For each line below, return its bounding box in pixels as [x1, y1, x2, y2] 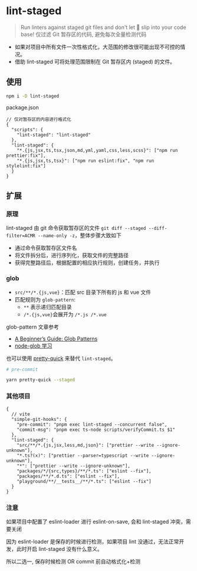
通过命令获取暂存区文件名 [14, 244, 77, 252]
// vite [11, 411, 31, 417]
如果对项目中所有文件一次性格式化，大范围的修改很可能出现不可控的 [14, 43, 180, 50]
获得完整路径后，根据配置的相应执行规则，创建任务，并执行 [14, 259, 160, 267]
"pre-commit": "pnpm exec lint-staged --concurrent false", [17, 421, 168, 427]
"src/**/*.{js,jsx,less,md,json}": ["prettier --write [17, 442, 155, 448]
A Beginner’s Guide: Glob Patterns [14, 335, 98, 342]
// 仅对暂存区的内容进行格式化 [6, 116, 72, 122]
